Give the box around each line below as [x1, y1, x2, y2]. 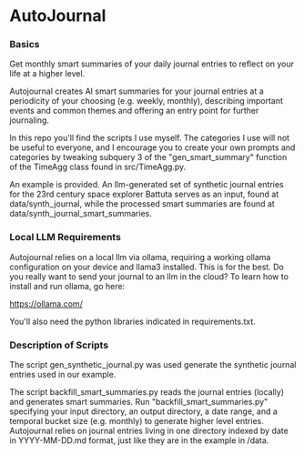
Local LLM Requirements [9, 231, 121, 244]
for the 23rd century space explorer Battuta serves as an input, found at [9, 188, 279, 200]
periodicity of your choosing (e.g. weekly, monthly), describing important [9, 96, 284, 106]
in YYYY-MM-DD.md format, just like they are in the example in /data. [9, 435, 269, 446]
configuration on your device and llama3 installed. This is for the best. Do [9, 261, 285, 272]
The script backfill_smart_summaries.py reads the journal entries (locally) [9, 387, 285, 398]
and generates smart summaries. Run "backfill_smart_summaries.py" [9, 397, 269, 408]
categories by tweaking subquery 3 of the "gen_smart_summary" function [9, 152, 288, 163]
